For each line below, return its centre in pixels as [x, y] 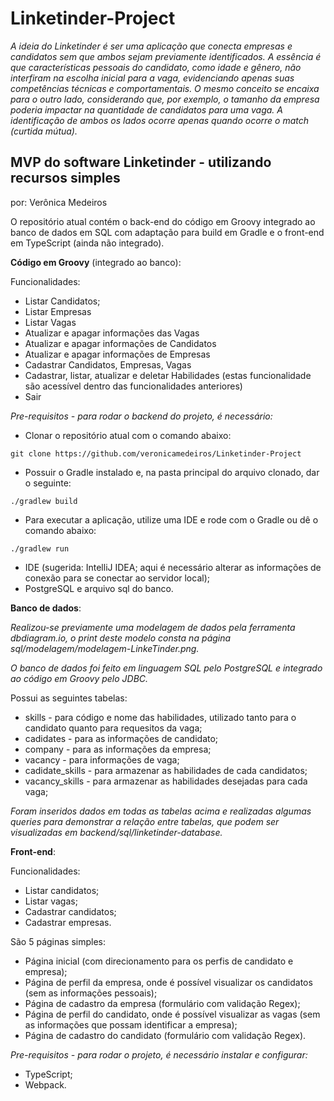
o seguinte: [48, 483]
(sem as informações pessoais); [91, 993]
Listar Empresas [58, 311]
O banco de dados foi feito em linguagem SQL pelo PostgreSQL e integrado [166, 668]
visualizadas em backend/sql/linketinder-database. [116, 832]
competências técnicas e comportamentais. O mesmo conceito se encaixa [165, 88]
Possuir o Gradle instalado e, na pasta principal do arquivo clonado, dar [172, 472]
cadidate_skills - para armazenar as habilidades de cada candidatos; [166, 770]
